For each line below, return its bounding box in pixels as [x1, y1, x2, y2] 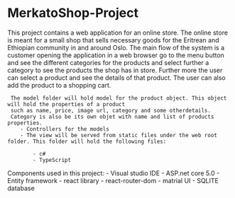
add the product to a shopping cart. [7, 81, 111, 89]
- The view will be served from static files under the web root [20, 132, 218, 139]
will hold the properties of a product [7, 100, 126, 107]
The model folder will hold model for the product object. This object [10, 94, 227, 102]
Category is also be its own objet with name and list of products [10, 113, 214, 120]
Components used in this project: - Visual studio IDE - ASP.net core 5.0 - [7, 168, 220, 177]
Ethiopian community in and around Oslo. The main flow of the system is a [7, 43, 225, 52]
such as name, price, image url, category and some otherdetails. [10, 107, 212, 114]
